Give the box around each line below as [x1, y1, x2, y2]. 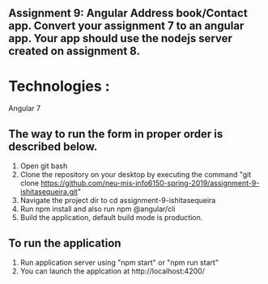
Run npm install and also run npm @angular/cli [19, 204, 176, 214]
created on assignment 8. [8, 45, 140, 58]
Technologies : [8, 77, 111, 95]
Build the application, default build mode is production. [19, 213, 203, 223]
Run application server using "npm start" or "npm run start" [19, 257, 219, 267]
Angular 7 [8, 104, 41, 113]
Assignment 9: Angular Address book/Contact [8, 6, 249, 20]
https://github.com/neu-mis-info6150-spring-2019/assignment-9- [40, 178, 260, 189]
